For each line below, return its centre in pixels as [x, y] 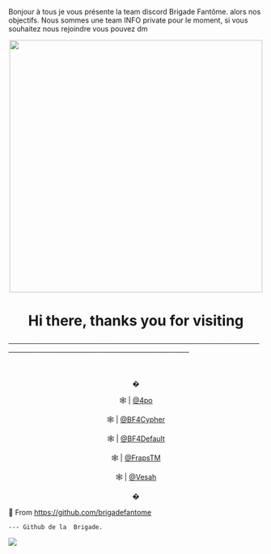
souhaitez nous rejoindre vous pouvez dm [78, 29]
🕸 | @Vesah [136, 476]
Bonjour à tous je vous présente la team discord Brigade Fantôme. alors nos [135, 12]
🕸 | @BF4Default [136, 439]
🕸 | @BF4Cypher [136, 419]
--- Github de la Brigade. [56, 527]
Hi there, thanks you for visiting [136, 321]
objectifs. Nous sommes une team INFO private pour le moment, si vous [128, 20]
